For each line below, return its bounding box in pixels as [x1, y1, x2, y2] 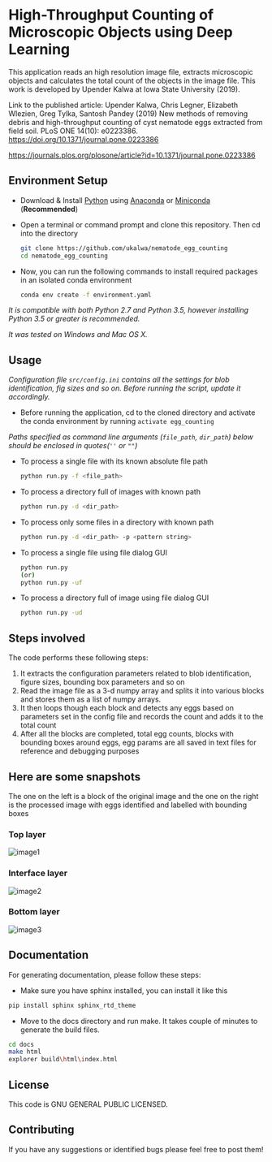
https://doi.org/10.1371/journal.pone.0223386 [8, 134, 159, 144]
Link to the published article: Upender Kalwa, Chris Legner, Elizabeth [8, 100, 239, 110]
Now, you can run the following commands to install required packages [19, 266, 258, 276]
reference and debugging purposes [19, 746, 140, 756]
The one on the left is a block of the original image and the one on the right [8, 791, 259, 801]
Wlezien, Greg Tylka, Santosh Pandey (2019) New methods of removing [8, 108, 248, 119]
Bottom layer [8, 906, 60, 918]
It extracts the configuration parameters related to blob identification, [19, 668, 252, 679]
